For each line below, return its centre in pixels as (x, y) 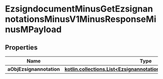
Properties (21, 47)
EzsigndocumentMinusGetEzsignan (79, 9)
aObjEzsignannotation (34, 69)
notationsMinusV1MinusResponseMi (81, 19)
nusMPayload (33, 30)
